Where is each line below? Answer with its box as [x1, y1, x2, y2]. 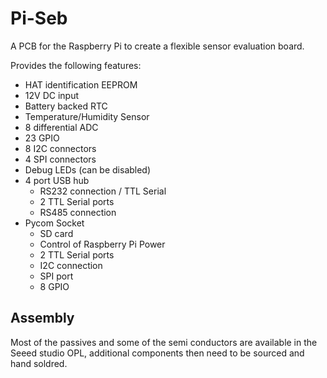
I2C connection [39, 259, 103, 271]
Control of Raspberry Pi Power [39, 238, 166, 250]
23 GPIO [24, 132, 60, 144]
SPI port [39, 270, 74, 282]
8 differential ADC [24, 121, 99, 133]
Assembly [10, 310, 75, 327]
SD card [39, 227, 74, 239]
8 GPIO [39, 280, 70, 292]
